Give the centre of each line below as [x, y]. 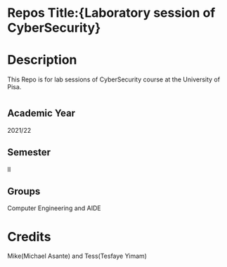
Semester [29, 152]
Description [42, 60]
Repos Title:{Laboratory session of [111, 13]
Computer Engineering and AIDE [54, 208]
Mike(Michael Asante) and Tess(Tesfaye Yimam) [77, 256]
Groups [24, 191]
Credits [29, 236]
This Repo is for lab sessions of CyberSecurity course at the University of [113, 79]
